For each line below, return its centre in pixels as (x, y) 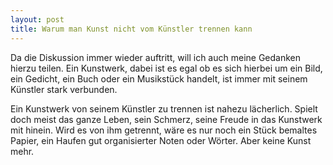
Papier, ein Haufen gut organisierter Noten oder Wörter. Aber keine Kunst (161, 140)
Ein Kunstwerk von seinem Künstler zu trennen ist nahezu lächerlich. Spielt (164, 108)
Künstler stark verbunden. (64, 89)
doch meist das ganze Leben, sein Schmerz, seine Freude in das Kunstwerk (166, 119)
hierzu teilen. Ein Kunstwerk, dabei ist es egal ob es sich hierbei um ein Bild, (166, 68)
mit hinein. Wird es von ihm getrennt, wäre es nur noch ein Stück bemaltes (164, 130)
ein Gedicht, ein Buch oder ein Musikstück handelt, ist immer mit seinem (159, 78)
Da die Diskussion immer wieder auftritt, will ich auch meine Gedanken (156, 57)
